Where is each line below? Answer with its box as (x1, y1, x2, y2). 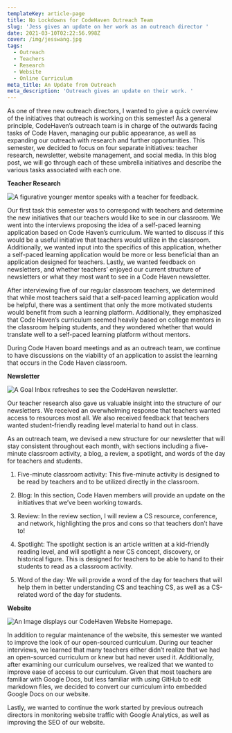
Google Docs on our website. (7, 690, 90, 698)
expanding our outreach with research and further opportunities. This (7, 136, 206, 145)
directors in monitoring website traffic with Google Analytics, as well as (7, 711, 210, 719)
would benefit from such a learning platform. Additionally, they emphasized (7, 308, 222, 317)
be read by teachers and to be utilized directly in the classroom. (17, 477, 199, 486)
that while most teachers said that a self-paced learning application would (7, 293, 219, 302)
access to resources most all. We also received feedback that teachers (7, 414, 210, 422)
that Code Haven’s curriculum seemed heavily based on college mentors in (7, 315, 222, 324)
